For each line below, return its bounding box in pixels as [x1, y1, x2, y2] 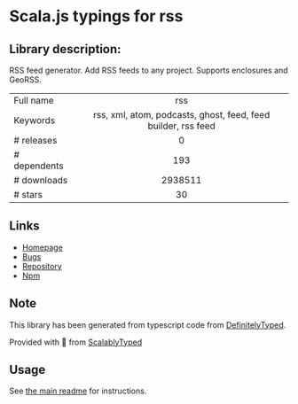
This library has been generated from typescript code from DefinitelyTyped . [9, 319, 286, 330]
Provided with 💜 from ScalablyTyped [9, 337, 143, 347]
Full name [13, 95, 55, 106]
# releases [13, 135, 58, 146]
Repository [21, 260, 62, 271]
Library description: [9, 42, 122, 57]
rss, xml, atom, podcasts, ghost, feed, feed [92, 109, 271, 120]
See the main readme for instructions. [9, 385, 147, 396]
